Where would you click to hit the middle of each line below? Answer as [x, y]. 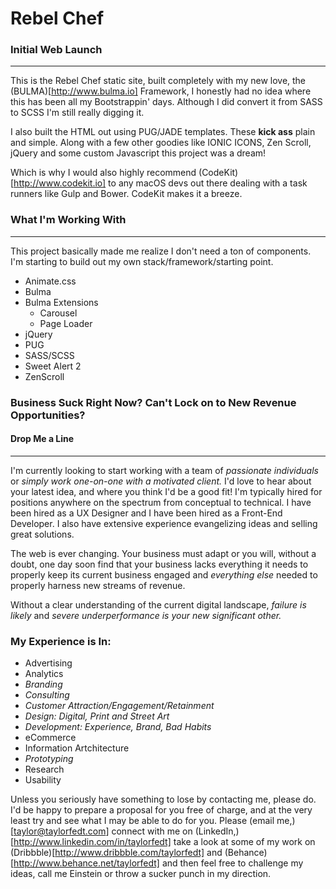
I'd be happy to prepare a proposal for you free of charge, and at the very [161, 810]
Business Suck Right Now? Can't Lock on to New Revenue [153, 402]
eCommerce [50, 738]
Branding [43, 684]
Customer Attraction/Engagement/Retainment [119, 706]
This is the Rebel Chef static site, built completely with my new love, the [158, 81]
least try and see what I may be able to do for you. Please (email [142, 821]
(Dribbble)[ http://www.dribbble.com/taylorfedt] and [116, 853]
